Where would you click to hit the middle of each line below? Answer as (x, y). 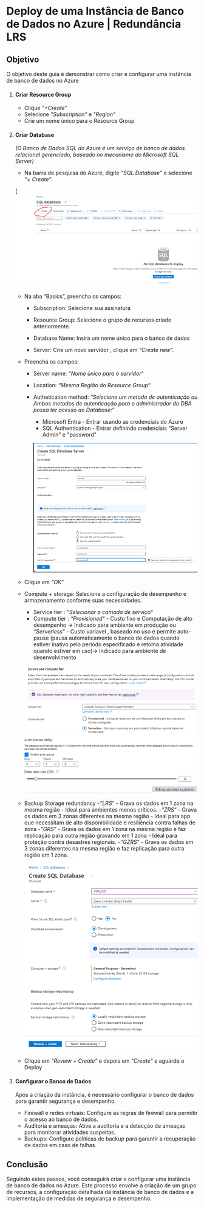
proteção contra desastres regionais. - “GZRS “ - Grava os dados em (109, 842)
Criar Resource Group (43, 94)
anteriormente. (52, 326)
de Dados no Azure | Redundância (94, 24)
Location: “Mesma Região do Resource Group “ (92, 385)
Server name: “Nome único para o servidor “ (88, 374)
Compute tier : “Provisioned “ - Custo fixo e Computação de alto (113, 618)
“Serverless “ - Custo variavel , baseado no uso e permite (104, 631)
